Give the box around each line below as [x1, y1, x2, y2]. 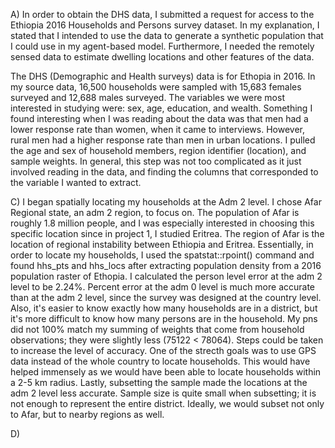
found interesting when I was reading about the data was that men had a [10, 113, 309, 124]
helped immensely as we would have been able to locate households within [10, 366, 322, 378]
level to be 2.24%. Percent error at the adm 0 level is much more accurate [10, 281, 316, 293]
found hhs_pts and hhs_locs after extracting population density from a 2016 [10, 260, 322, 271]
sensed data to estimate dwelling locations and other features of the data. [10, 51, 315, 63]
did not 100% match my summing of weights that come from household [10, 324, 305, 335]
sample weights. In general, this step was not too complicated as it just [10, 155, 302, 167]
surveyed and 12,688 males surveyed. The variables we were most [10, 92, 285, 103]
